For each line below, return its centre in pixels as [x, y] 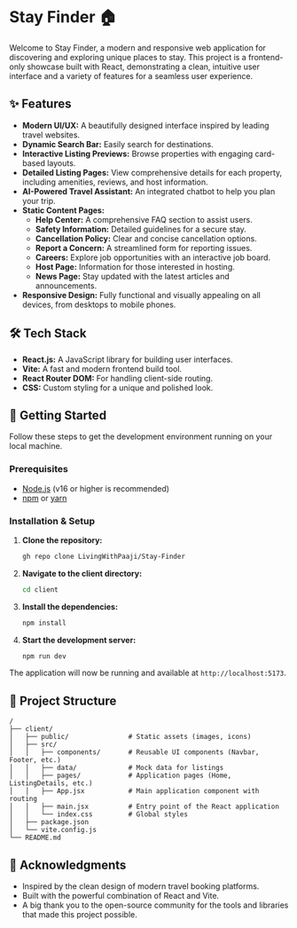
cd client [40, 590]
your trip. [39, 201]
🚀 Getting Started [58, 415]
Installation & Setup [52, 521]
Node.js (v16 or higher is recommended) [96, 488]
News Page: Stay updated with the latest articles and [133, 276]
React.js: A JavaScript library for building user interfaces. [127, 359]
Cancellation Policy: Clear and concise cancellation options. [146, 238]
